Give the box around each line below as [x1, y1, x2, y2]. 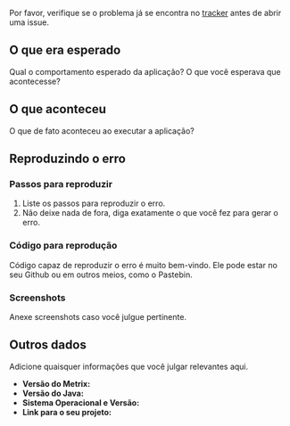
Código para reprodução [9, 240, 118, 252]
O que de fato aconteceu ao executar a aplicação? [9, 125, 195, 136]
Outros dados [9, 338, 87, 353]
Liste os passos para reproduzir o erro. [21, 198, 166, 209]
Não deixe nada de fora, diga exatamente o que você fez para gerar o [21, 208, 278, 218]
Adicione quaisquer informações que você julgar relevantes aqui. [9, 361, 249, 372]
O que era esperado [9, 43, 121, 58]
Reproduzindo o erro [9, 152, 127, 167]
